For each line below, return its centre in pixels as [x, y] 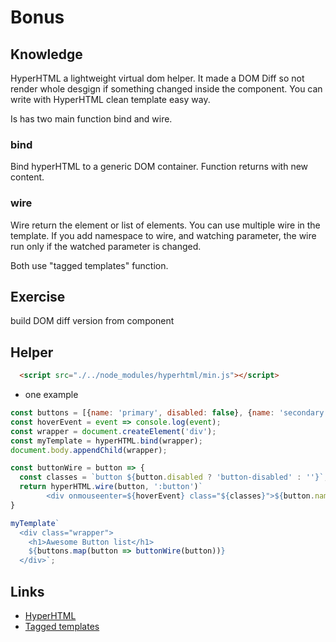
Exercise [38, 296]
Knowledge [46, 54]
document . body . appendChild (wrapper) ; [89, 450]
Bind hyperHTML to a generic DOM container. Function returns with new [159, 167]
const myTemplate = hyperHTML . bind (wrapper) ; [106, 441]
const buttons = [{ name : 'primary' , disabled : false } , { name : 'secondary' [169, 413]
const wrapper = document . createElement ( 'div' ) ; [113, 431]
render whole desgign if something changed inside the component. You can [166, 89]
